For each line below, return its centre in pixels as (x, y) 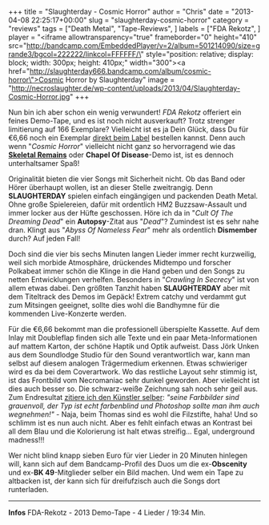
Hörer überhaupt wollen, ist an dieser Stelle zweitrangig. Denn (111, 187)
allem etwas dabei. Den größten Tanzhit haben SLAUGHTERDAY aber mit (129, 288)
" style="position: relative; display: (197, 54)
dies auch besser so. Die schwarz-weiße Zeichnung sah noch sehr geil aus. (133, 389)
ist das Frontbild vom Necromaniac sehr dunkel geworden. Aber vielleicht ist (134, 380)
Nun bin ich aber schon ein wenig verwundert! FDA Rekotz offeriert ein (125, 112)
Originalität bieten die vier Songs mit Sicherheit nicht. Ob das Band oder (127, 179)
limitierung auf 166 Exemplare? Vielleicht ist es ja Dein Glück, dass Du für (128, 129)
